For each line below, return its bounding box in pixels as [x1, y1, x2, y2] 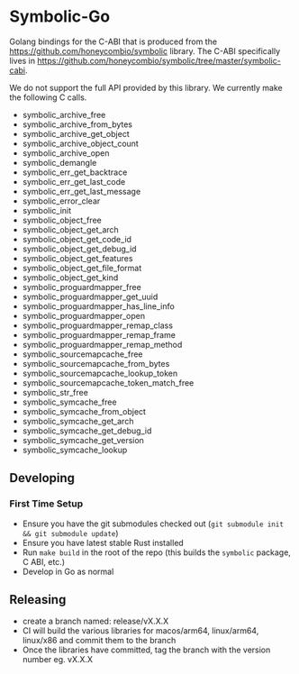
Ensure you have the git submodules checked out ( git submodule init [22, 518, 284, 529]
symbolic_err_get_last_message [22, 186, 141, 196]
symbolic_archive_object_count [22, 138, 140, 149]
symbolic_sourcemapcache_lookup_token [22, 368, 178, 378]
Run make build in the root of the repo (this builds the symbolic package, [22, 547, 291, 558]
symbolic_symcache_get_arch [22, 415, 134, 426]
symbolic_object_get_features [22, 252, 133, 263]
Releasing [9, 592, 67, 607]
